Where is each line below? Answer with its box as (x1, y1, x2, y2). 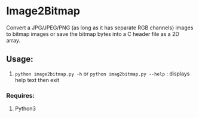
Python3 (14, 105, 36, 112)
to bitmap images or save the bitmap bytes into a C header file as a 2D (6, 30, 179, 37)
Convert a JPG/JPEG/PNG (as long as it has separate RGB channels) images (6, 24, 194, 31)
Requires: (6, 91, 35, 99)
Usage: (6, 54, 34, 64)
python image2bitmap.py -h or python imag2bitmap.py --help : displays (14, 70, 190, 77)
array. (6, 37, 21, 44)
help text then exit (14, 76, 60, 83)
